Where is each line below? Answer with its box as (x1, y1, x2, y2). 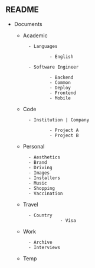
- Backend (49, 74, 74, 80)
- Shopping (28, 185, 55, 191)
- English (49, 53, 74, 60)
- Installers (28, 175, 60, 181)
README (5, 5, 39, 15)
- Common (49, 79, 71, 85)
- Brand (28, 159, 48, 165)
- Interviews (28, 244, 60, 250)
